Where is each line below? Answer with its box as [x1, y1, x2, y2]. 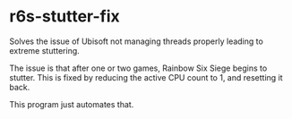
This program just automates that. [9, 98, 134, 109]
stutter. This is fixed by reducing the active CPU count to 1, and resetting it [9, 72, 284, 82]
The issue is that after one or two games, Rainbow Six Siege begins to [9, 63, 268, 73]
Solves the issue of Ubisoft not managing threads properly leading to [9, 36, 264, 47]
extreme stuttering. [9, 45, 81, 55]
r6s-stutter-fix [9, 6, 121, 27]
